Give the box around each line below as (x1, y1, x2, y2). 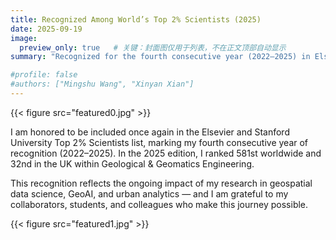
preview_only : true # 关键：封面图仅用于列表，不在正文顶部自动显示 (19, 42, 287, 53)
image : (10, 33, 38, 43)
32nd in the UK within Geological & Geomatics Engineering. (10, 157, 255, 170)
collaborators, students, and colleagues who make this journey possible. (10, 198, 309, 210)
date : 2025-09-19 (10, 24, 83, 34)
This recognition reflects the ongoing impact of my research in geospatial (10, 177, 313, 189)
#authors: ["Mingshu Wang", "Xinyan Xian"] (10, 79, 195, 90)
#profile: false (10, 70, 78, 80)
